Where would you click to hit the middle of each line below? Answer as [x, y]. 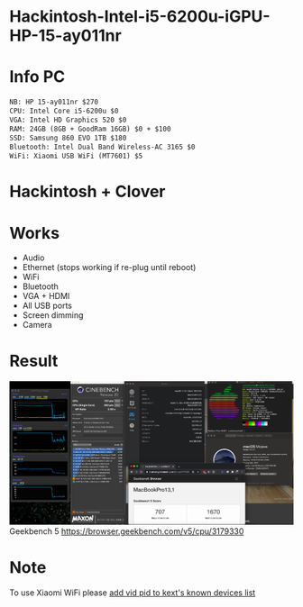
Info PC [37, 77]
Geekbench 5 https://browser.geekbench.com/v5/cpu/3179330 [127, 531]
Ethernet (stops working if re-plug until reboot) [109, 267]
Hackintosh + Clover [87, 192]
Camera [37, 325]
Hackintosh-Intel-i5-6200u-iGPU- [140, 17]
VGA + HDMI [46, 296]
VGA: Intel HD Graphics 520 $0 [68, 120]
